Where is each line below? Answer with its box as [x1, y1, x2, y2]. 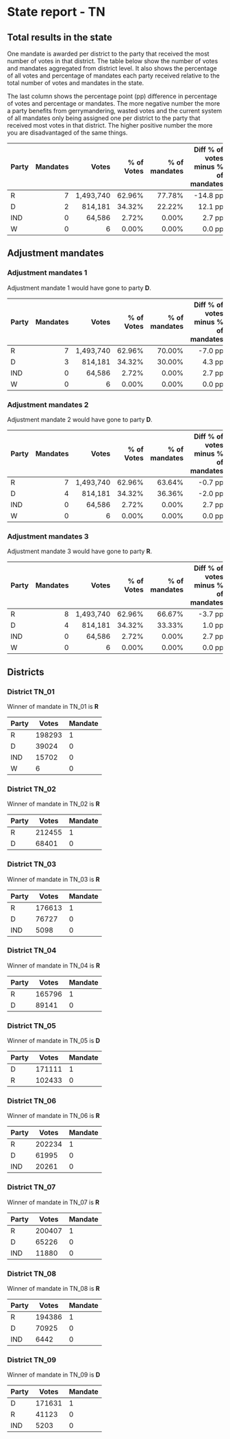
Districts [7, 666, 44, 678]
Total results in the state [7, 32, 113, 43]
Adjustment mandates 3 [7, 531, 89, 541]
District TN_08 [7, 1269, 57, 1278]
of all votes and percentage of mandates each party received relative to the [7, 71, 220, 80]
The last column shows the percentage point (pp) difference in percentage [7, 92, 218, 100]
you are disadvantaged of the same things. [7, 128, 128, 137]
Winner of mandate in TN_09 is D [7, 1370, 101, 1379]
